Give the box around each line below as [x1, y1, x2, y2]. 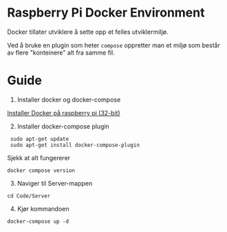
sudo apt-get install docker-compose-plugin [10, 142, 140, 148]
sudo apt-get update [10, 135, 69, 142]
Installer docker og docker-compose [17, 95, 121, 104]
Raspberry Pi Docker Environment [7, 5, 205, 21]
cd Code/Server [7, 192, 51, 200]
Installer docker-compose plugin [17, 122, 110, 130]
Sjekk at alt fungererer [7, 153, 71, 162]
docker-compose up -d [7, 217, 69, 225]
